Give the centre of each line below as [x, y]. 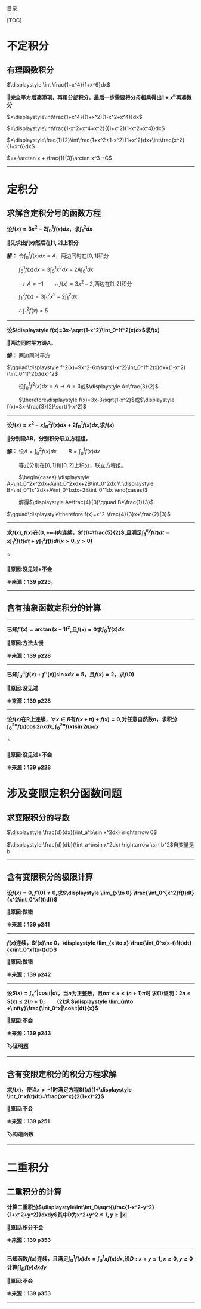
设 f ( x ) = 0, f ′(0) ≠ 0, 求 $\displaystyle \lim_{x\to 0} [69, 893]
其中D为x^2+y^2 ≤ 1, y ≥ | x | [92, 1215]
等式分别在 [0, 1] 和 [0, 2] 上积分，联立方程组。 [72, 465]
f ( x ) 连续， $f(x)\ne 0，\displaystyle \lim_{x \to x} [68, 943]
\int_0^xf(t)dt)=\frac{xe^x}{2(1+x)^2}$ [55, 1096]
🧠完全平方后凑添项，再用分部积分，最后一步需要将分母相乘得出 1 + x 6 [92, 97]
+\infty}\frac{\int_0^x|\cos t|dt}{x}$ [52, 1008]
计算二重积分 [22, 1207]
